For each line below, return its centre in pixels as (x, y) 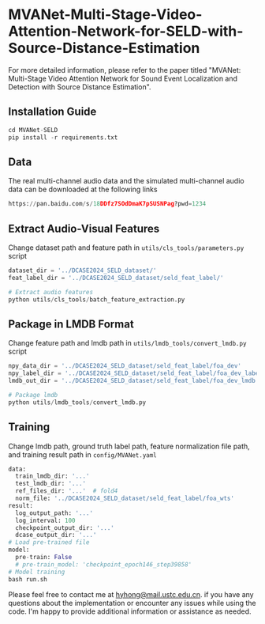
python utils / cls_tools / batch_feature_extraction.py (97, 299)
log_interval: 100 (46, 520)
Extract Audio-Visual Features (84, 228)
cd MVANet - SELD (33, 130)
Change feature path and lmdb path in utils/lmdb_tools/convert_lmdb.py (127, 343)
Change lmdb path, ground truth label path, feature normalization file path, (129, 446)
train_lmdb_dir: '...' (52, 476)
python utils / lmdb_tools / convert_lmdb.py (77, 402)
